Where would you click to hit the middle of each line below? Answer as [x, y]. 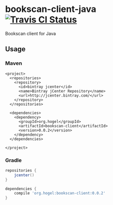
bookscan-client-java [51, 9]
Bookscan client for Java [31, 33]
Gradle [13, 160]
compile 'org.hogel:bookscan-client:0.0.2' [60, 193]
